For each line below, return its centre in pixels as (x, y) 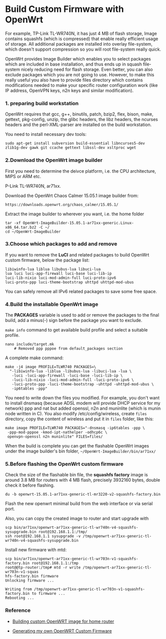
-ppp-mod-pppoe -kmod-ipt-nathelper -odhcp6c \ (57, 433)
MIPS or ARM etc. (23, 176)
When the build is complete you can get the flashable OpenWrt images (77, 446)
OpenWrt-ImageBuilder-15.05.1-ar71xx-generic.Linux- (79, 223)
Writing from (19, 589)
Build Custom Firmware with (64, 9)
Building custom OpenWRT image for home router (63, 621)
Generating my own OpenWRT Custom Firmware (62, 631)
